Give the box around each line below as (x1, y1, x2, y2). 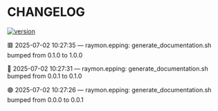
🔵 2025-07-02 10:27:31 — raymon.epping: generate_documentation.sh (7, 64, 209, 73)
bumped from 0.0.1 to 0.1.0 (7, 71, 82, 80)
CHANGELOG (7, 4, 85, 20)
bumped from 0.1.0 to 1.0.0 (7, 51, 83, 59)
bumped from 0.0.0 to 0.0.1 (7, 95, 84, 104)
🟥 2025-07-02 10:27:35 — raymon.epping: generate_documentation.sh (7, 41, 212, 49)
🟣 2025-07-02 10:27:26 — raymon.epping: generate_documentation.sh (7, 85, 212, 94)
